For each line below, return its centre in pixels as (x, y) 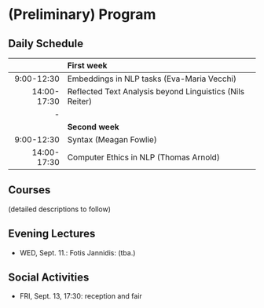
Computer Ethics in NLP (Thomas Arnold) (143, 157)
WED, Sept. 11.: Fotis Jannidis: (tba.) (77, 252)
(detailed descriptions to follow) (60, 209)
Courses (29, 190)
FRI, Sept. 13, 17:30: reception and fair (81, 296)
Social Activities (49, 278)
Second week (93, 127)
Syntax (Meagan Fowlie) (112, 139)
